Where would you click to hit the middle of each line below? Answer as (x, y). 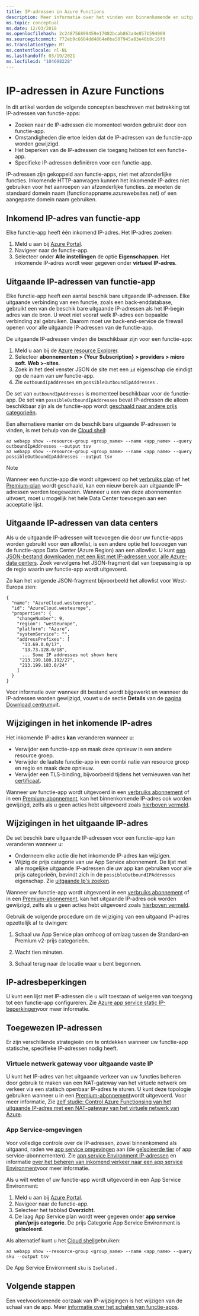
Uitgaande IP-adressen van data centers (82, 523)
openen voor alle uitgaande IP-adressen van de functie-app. (80, 328)
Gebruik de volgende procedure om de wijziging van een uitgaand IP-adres (98, 916)
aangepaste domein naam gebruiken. (52, 200)
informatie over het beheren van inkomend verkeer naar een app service (94, 1162)
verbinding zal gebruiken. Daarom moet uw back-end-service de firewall (95, 321)
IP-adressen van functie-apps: (43, 113)
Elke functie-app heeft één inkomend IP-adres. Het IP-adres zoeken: (89, 233)
